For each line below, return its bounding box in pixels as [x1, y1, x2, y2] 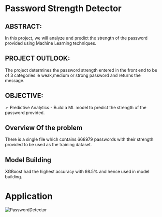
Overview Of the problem [5, 124, 83, 132]
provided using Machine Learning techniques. [5, 40, 97, 46]
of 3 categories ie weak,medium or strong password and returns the [5, 72, 141, 78]
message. [5, 77, 25, 83]
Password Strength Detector [5, 3, 122, 14]
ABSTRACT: [5, 22, 42, 31]
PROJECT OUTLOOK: [5, 54, 70, 63]
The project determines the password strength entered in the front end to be [5, 67, 158, 73]
